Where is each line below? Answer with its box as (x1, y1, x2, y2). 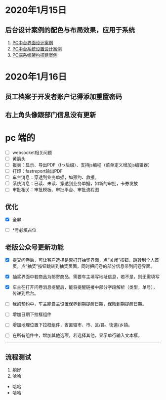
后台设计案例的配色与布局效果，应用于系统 (5, 26, 135, 34)
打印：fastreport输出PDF (12, 168, 63, 174)
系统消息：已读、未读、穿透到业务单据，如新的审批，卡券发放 (12, 181, 138, 187)
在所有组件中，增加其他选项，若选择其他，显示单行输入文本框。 (12, 332, 142, 338)
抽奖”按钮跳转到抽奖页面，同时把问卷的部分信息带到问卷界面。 (27, 263, 155, 269)
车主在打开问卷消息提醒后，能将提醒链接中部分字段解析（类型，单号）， (12, 284, 158, 290)
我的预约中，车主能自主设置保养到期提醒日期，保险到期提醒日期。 (12, 301, 147, 307)
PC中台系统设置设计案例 (12, 46, 62, 52)
